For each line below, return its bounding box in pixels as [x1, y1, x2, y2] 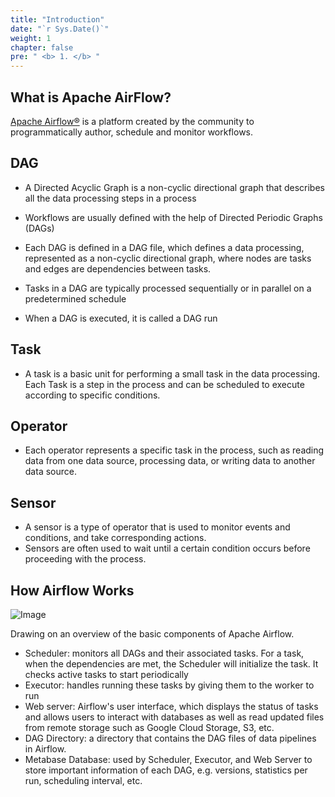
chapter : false [10, 42, 74, 53]
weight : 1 [10, 33, 52, 43]
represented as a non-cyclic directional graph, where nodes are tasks [24, 252, 312, 264]
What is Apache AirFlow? [10, 89, 172, 106]
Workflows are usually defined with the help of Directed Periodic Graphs [24, 211, 323, 223]
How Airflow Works [10, 582, 135, 599]
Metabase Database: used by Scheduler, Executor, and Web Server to [24, 754, 313, 765]
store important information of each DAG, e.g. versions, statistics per [24, 764, 308, 776]
